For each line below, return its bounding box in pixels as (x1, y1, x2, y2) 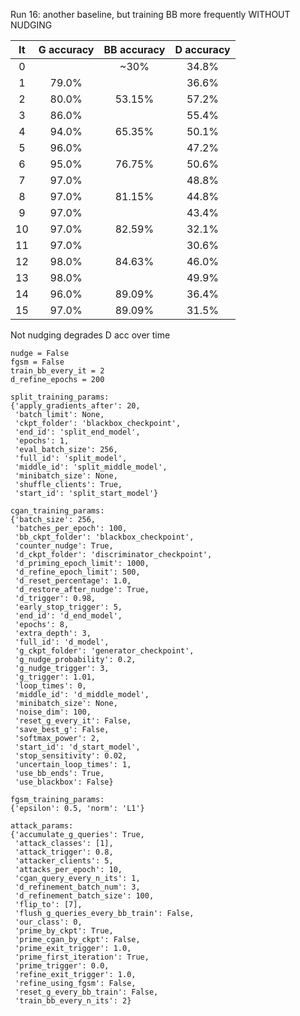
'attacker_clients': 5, (14, 856, 114, 866)
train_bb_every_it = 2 (10, 366, 105, 376)
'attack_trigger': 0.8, (14, 847, 114, 857)
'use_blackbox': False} (14, 777, 114, 787)
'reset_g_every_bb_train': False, (14, 987, 159, 997)
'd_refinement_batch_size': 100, (14, 891, 155, 901)
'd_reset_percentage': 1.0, (14, 576, 132, 586)
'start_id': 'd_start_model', (14, 742, 141, 752)
